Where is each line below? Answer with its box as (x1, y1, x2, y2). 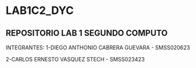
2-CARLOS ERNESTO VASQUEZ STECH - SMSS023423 (5, 56, 145, 63)
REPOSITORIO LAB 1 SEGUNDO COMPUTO (5, 28, 168, 38)
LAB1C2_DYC (5, 4, 74, 18)
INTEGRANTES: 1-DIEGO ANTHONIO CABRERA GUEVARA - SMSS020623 (5, 44, 191, 51)
